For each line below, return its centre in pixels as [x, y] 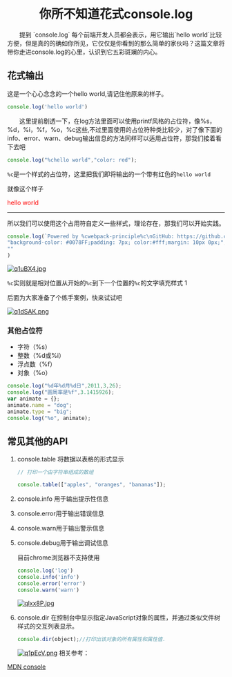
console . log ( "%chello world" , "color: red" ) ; [72, 160]
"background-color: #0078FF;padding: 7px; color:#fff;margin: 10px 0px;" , [117, 242]
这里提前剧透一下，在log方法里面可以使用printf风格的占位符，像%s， [118, 121]
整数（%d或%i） [41, 356]
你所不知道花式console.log [116, 14]
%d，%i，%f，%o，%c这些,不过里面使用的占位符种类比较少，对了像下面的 [115, 129]
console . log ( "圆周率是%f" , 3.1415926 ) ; [61, 392]
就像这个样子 [25, 189]
